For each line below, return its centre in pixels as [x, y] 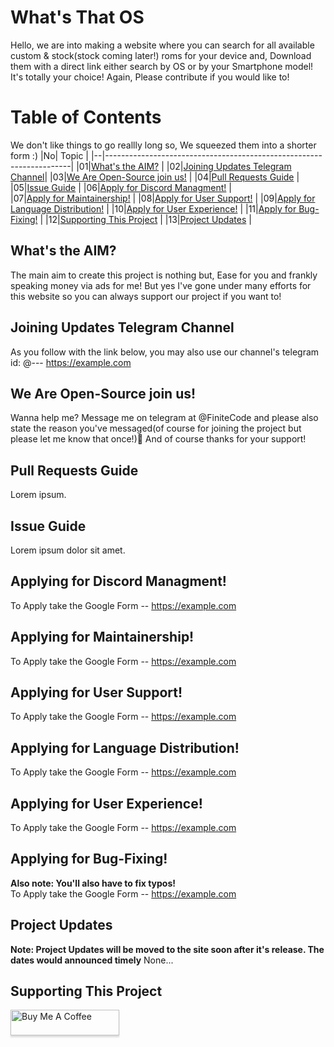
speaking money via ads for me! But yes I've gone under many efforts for [161, 285]
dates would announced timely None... [92, 960]
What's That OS [77, 17]
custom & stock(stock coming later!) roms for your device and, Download [161, 55]
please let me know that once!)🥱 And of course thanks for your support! [158, 439]
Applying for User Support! [96, 692]
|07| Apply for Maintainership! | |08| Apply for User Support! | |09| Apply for [163, 198]
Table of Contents [86, 117]
